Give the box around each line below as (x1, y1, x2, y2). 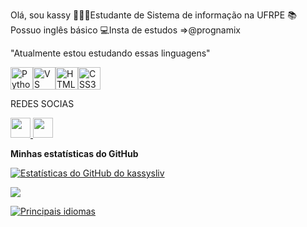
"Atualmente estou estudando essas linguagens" (10, 47, 211, 59)
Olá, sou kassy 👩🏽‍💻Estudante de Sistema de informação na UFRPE (10, 9, 286, 21)
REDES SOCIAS (10, 98, 75, 109)
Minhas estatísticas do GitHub (10, 148, 139, 159)
